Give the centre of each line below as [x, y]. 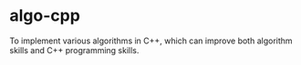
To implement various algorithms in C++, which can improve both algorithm [151, 41]
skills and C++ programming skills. [74, 50]
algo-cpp [45, 16]
